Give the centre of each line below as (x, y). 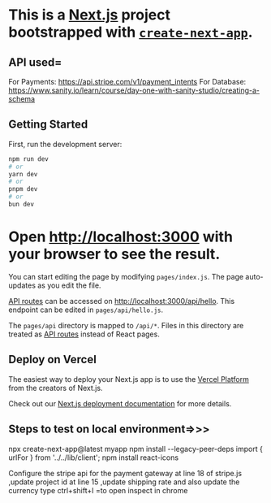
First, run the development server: (65, 144)
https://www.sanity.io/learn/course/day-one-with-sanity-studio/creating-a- (134, 90)
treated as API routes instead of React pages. (84, 334)
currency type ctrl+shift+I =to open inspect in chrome (98, 490)
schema (22, 99)
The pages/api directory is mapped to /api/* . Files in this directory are (126, 325)
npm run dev (28, 159)
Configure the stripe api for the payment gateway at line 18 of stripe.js (125, 473)
